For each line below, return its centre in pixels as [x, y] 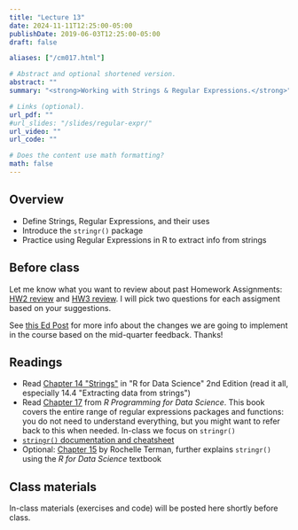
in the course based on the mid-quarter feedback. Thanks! [116, 334]
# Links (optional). [47, 106]
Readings [36, 362]
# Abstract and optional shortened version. [93, 74]
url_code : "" [33, 140]
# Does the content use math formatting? [87, 156]
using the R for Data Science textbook [92, 459]
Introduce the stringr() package [82, 230]
